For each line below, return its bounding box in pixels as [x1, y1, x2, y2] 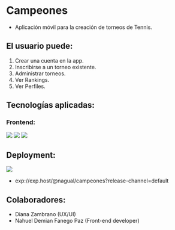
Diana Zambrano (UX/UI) [14, 211, 76, 218]
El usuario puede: [6, 41, 73, 51]
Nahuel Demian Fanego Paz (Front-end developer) [14, 217, 140, 225]
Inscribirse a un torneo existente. [14, 63, 96, 70]
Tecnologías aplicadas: [6, 100, 95, 110]
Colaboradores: [6, 194, 66, 205]
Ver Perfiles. [14, 82, 46, 90]
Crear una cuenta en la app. [14, 57, 84, 64]
